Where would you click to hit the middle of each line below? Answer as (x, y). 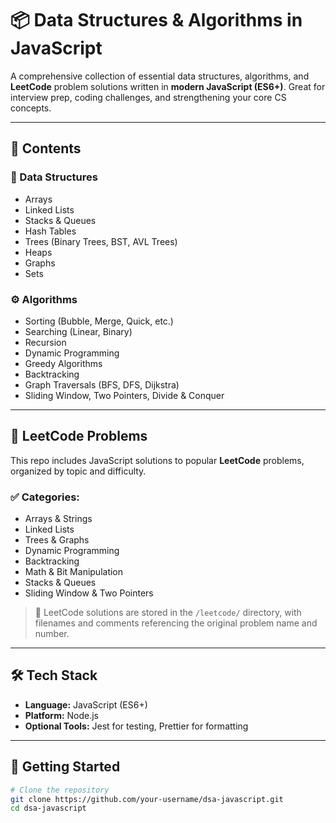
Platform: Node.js (62, 715)
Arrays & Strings (58, 519)
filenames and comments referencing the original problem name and (176, 623)
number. (52, 634)
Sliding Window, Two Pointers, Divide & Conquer (124, 395)
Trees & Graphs (57, 540)
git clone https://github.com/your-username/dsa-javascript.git (147, 799)
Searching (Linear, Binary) (78, 331)
